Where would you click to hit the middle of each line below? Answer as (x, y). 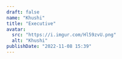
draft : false (23, 12)
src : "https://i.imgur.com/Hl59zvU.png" (64, 35)
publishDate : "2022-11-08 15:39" (49, 47)
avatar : (16, 29)
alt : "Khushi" (30, 41)
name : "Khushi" (26, 18)
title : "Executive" (31, 23)
